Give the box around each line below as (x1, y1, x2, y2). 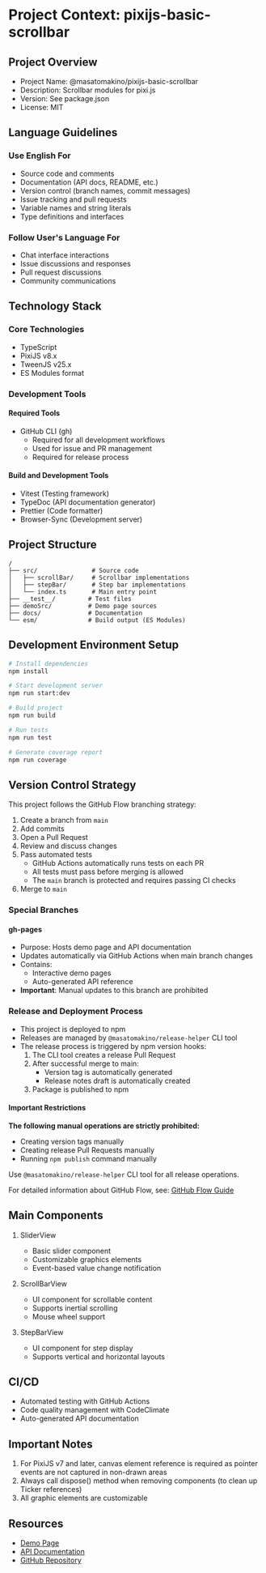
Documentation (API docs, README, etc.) (19, 177, 159, 187)
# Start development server (8, 682, 103, 690)
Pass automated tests (19, 850, 93, 859)
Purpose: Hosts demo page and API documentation (19, 942, 192, 953)
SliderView (19, 1230, 57, 1240)
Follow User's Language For (8, 232, 120, 243)
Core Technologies (8, 324, 85, 335)
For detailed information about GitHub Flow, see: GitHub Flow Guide (8, 1185, 234, 1195)
